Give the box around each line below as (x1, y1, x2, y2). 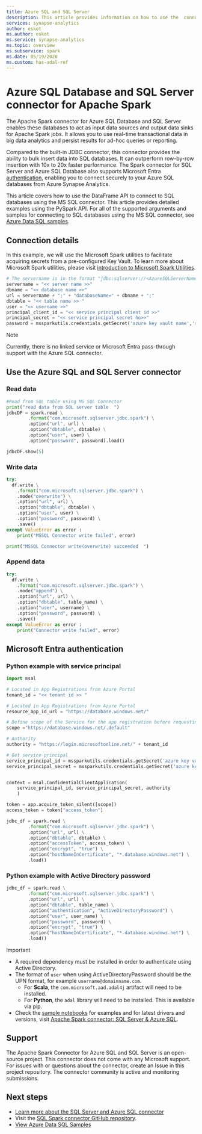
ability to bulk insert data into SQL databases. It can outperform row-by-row (6, 155, 194, 163)
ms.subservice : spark (6, 48, 61, 54)
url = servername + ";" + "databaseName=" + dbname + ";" (6, 293, 155, 299)
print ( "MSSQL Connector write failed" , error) (17, 532, 136, 539)
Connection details (6, 235, 79, 246)
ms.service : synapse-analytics (6, 37, 85, 43)
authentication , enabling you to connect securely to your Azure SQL (6, 174, 174, 181)
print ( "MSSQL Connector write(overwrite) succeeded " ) (6, 543, 149, 550)
